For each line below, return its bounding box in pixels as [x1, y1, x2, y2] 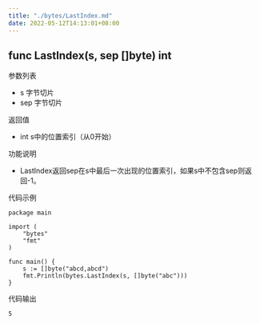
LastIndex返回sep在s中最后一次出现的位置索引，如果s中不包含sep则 [19, 166, 246, 176]
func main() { [8, 258, 56, 266]
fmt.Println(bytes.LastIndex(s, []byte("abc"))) [22, 272, 188, 280]
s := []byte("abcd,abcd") [22, 265, 110, 273]
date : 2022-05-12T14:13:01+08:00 [8, 19, 120, 27]
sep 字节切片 [19, 98, 62, 108]
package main [8, 209, 52, 217]
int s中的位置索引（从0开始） [19, 132, 116, 142]
